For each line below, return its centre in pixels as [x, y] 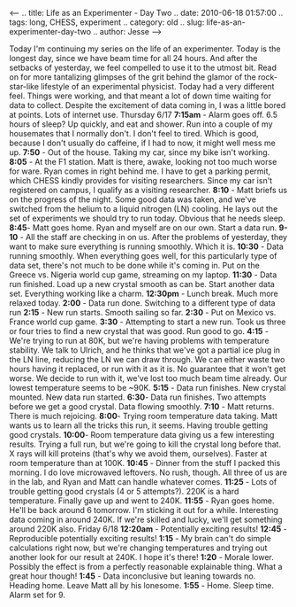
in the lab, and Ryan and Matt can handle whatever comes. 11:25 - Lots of [143, 482]
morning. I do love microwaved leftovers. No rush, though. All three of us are [148, 472]
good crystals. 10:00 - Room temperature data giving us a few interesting [142, 435]
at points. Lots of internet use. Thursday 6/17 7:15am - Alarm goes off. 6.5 [144, 115]
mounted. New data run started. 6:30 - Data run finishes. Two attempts [138, 397]
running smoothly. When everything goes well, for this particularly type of [143, 256]
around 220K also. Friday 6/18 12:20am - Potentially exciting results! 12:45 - [148, 529]
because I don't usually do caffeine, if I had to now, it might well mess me [142, 143]
